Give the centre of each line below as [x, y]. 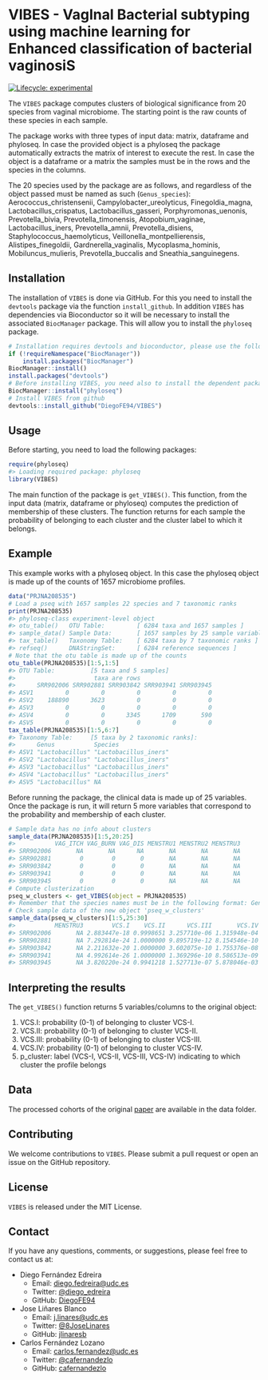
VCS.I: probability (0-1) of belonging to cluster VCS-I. [107, 1023]
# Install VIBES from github [57, 398]
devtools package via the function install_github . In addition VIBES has [126, 306]
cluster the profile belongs [63, 1065]
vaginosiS [42, 66]
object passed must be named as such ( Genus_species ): [100, 193]
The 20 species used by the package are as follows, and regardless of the [130, 185]
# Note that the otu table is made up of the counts [98, 656]
